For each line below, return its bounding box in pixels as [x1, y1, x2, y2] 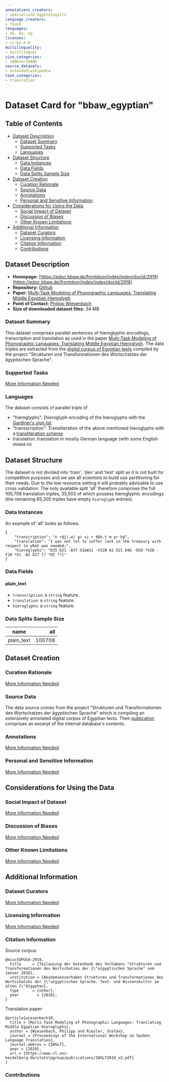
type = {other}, [10, 988, 55, 993]
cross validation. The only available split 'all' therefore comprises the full [5, 485, 155, 492]
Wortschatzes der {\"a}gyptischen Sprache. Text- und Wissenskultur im [5, 980, 159, 985]
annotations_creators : [5, 7, 53, 13]
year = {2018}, [10, 993, 58, 998]
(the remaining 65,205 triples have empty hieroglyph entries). [5, 496, 134, 502]
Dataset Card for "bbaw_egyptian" [5, 99, 154, 111]
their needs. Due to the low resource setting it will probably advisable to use [5, 480, 163, 486]
